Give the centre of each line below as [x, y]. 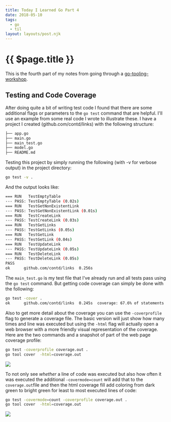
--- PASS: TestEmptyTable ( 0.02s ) [42, 201]
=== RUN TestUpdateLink [33, 244]
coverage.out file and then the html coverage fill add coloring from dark [80, 385]
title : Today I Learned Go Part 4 [42, 10]
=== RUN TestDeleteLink [33, 254]
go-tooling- [137, 74]
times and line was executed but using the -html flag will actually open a [82, 324]
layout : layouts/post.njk [33, 34]
